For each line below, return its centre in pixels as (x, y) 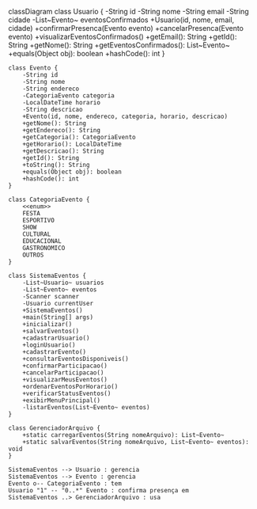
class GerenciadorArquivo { (55, 428)
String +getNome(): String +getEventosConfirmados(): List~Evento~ (119, 45)
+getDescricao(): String (63, 151)
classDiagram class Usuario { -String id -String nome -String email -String (128, 11)
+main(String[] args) (58, 317)
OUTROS (33, 255)
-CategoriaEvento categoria (68, 96)
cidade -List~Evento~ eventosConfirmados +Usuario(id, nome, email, (121, 20)
